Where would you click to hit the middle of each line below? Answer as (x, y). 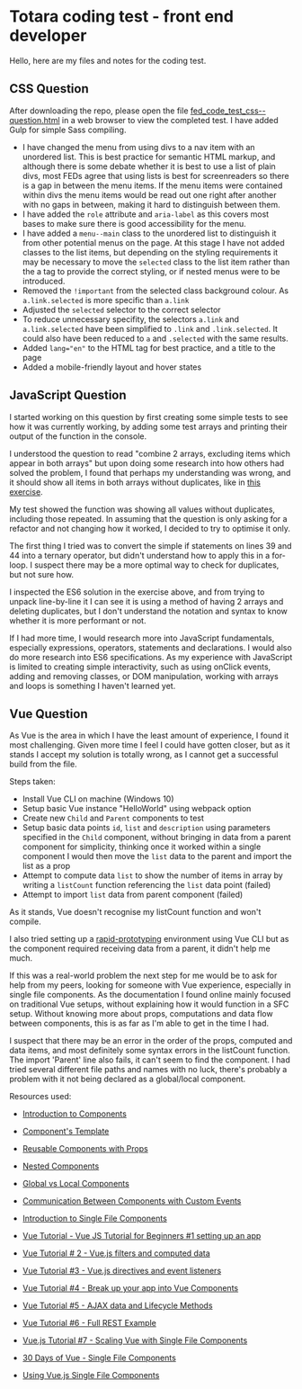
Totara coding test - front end (121, 17)
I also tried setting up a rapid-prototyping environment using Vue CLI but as (149, 939)
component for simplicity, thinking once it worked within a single (142, 847)
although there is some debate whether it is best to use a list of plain (149, 166)
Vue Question (49, 714)
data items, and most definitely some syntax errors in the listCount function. (150, 1051)
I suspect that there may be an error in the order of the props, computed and (151, 1041)
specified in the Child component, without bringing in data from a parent (156, 838)
